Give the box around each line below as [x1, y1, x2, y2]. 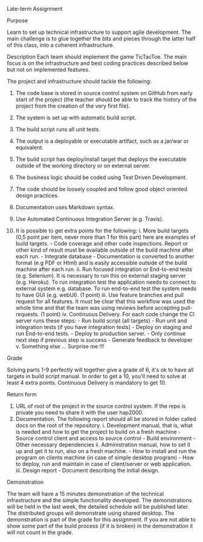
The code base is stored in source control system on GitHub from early [15, 90, 193, 96]
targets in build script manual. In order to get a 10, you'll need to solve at [7, 373, 187, 380]
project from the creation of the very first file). [15, 102, 130, 109]
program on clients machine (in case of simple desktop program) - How [15, 454, 194, 461]
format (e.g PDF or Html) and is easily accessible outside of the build [15, 260, 187, 266]
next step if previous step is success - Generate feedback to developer [15, 336, 193, 344]
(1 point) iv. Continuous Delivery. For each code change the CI [40, 311, 195, 318]
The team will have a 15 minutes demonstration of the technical [7, 490, 164, 497]
